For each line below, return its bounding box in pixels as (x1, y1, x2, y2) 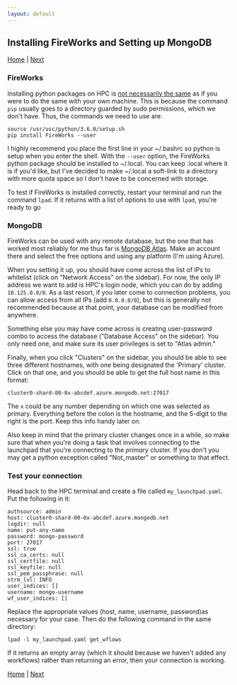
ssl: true (7, 545, 37, 553)
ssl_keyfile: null (7, 564, 62, 571)
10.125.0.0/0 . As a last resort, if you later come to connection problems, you (7, 288, 231, 297)
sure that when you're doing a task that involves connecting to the (7, 438, 200, 447)
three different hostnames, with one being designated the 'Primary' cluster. (7, 361, 226, 369)
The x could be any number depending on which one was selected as (7, 402, 210, 411)
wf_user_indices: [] (7, 595, 69, 602)
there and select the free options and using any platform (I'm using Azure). (7, 252, 225, 261)
